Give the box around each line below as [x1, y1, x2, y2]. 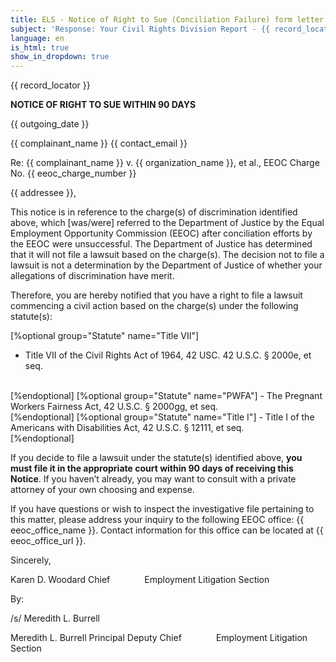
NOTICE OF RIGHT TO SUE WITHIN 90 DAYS [10, 99, 197, 111]
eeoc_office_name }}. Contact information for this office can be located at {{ [10, 524, 324, 536]
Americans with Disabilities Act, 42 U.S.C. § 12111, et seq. [10, 422, 245, 434]
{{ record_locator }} [10, 79, 91, 91]
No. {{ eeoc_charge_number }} [10, 167, 137, 180]
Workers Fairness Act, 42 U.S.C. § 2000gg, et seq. [10, 401, 219, 413]
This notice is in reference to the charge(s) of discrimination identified [10, 206, 298, 218]
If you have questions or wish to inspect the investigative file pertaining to [10, 503, 315, 515]
